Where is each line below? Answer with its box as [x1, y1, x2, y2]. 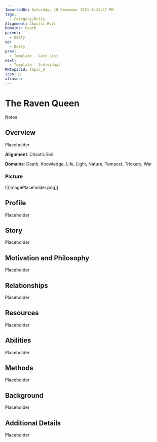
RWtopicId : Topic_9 [5, 67, 45, 72]
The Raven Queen [5, 98, 80, 109]
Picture [5, 173, 23, 180]
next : [5, 58, 16, 63]
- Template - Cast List [9, 53, 58, 58]
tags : [5, 12, 16, 17]
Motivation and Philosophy [5, 254, 90, 262]
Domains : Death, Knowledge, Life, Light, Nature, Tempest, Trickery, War [5, 161, 152, 166]
